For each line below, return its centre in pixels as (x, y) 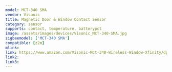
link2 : (12, 57)
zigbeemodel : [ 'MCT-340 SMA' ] (38, 39)
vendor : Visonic (23, 15)
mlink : (12, 48)
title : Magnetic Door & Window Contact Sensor (56, 19)
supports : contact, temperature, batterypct (53, 29)
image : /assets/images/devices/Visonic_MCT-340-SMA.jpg (66, 33)
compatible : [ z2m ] (25, 43)
